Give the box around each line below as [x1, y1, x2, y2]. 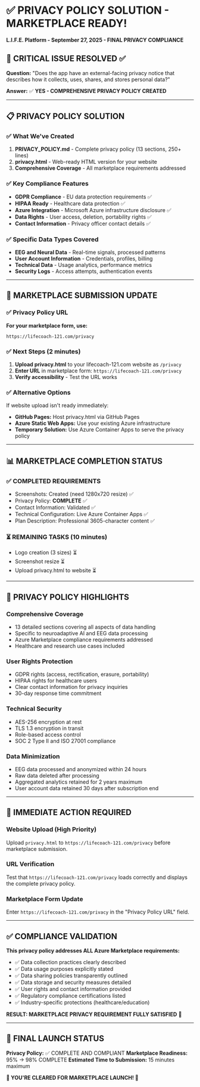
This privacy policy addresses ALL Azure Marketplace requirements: [6, 947, 180, 954]
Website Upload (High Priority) [6, 825, 97, 834]
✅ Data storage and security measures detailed [14, 979, 132, 986]
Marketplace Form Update [6, 895, 83, 903]
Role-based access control [14, 731, 82, 738]
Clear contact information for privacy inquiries [14, 684, 128, 691]
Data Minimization [6, 752, 60, 760]
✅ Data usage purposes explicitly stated [14, 965, 114, 972]
